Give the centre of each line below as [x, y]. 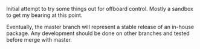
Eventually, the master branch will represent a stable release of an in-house [100, 27]
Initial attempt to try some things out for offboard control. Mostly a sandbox [100, 9]
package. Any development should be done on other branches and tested [98, 33]
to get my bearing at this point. [44, 15]
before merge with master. [39, 40]
